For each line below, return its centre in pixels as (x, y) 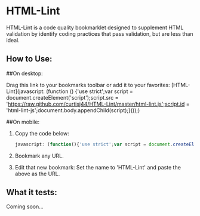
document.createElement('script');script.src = (62, 97)
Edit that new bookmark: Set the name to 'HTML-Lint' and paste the (98, 167)
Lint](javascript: (25, 91)
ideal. (13, 40)
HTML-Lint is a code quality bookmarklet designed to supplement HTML (95, 27)
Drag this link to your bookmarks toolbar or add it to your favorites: (88, 85)
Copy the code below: (42, 133)
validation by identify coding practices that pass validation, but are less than (100, 33)
